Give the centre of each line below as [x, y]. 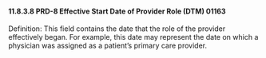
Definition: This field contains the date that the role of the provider [117, 29]
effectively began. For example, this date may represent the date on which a [133, 37]
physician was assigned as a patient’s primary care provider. [108, 46]
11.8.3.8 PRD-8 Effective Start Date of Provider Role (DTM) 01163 [117, 11]
